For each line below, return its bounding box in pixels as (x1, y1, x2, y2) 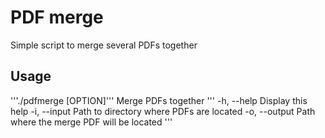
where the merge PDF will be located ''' (10, 116, 173, 128)
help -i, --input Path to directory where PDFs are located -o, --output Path (10, 105, 316, 117)
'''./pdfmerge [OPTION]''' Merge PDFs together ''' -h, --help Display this (10, 94, 308, 106)
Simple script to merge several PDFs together (10, 39, 198, 51)
